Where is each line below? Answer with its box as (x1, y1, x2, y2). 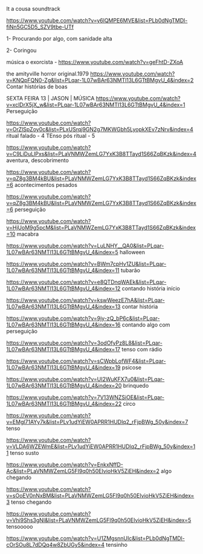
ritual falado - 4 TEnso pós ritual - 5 (6, 132, 95, 139)
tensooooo (6, 523, 33, 530)
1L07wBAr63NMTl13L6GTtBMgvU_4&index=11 (6, 267, 120, 274)
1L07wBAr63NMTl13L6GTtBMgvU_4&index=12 (6, 285, 121, 292)
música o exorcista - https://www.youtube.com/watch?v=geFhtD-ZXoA (6, 59, 184, 65)
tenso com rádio (121, 346, 163, 353)
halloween (120, 249, 145, 256)
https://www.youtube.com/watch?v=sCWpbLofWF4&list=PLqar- (6, 357, 166, 365)
